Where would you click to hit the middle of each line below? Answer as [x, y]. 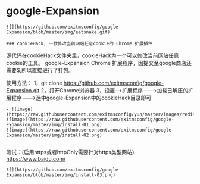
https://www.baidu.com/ [36, 158]
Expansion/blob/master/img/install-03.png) [61, 175]
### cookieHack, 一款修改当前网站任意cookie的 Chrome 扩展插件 [79, 43]
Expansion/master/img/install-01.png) [54, 124]
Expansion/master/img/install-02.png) [54, 135]
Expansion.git [23, 90]
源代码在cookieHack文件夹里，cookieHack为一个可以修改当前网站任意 [93, 55]
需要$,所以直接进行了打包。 [40, 70]
